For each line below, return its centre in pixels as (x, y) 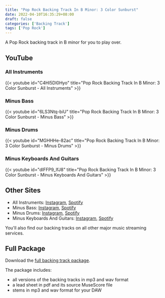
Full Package (25, 248)
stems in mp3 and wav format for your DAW (57, 290)
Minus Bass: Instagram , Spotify (44, 208)
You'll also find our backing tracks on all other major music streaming (76, 228)
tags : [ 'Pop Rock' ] (25, 28)
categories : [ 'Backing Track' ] (37, 24)
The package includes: (28, 270)
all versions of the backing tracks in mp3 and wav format (70, 280)
